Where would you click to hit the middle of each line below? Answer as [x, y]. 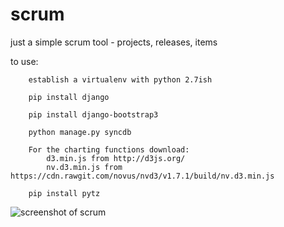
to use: [24, 61]
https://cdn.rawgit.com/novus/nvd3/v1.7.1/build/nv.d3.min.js [142, 176]
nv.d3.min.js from [84, 167]
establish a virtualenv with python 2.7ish [120, 79]
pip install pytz [64, 193]
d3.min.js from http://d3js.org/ [116, 158]
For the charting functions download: [109, 149]
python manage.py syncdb [80, 132]
